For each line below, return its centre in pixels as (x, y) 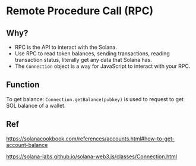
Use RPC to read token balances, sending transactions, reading (92, 54)
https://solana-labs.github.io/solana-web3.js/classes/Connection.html (91, 156)
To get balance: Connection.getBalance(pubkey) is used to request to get (95, 99)
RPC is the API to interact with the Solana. (66, 47)
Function (23, 85)
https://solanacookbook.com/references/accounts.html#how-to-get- (91, 139)
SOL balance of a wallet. (36, 105)
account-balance (27, 145)
